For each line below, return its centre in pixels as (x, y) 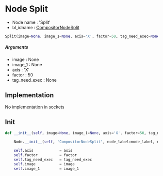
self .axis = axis (43, 151)
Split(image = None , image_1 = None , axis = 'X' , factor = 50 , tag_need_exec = (78, 36)
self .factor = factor (45, 155)
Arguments (17, 47)
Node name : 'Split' (31, 22)
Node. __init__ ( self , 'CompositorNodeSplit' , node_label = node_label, (84, 142)
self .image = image (44, 164)
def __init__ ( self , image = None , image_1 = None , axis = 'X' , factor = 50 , (76, 133)
